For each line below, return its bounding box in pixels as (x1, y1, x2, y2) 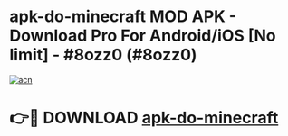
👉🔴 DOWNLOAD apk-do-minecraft (9, 108, 279, 128)
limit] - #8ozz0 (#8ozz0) (9, 45, 197, 65)
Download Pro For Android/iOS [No (9, 25, 276, 46)
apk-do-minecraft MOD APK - (9, 6, 237, 27)
